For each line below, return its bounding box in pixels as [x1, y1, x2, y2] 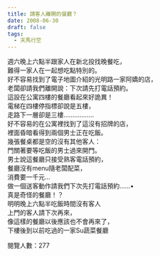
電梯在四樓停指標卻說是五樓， [7, 102, 95, 110]
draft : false [7, 23, 46, 31]
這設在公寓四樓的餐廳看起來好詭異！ [7, 93, 114, 102]
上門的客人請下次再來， [7, 208, 76, 217]
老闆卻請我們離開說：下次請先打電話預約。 [7, 84, 132, 92]
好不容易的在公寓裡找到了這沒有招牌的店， [7, 119, 132, 128]
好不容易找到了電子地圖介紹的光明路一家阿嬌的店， [7, 75, 157, 84]
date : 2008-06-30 [7, 17, 59, 24]
